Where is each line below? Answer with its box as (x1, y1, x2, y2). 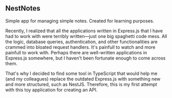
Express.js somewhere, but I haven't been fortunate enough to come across (5, 55, 166, 61)
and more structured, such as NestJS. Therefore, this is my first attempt (5, 81, 158, 87)
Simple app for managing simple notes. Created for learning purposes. (5, 17, 155, 24)
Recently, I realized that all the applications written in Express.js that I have (5, 28, 163, 34)
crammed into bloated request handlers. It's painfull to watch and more (5, 44, 156, 50)
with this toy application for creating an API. (5, 87, 98, 93)
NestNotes (5, 4, 41, 13)
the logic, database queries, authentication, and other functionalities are (5, 38, 158, 45)
